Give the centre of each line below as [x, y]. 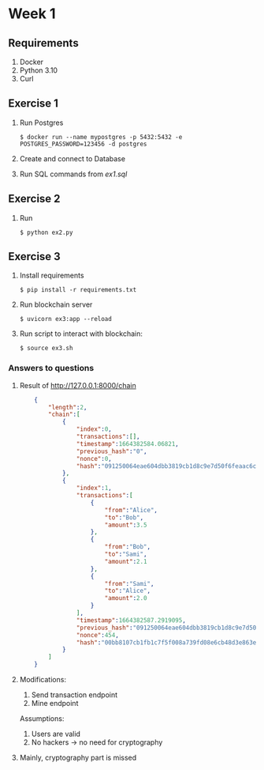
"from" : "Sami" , [129, 583]
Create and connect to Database [73, 158]
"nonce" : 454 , [98, 635]
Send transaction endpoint [74, 695]
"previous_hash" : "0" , [112, 451]
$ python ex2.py [46, 232]
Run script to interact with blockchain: [81, 334]
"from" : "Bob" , [128, 547]
